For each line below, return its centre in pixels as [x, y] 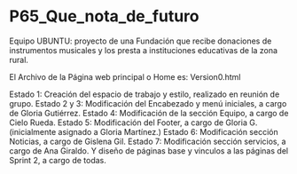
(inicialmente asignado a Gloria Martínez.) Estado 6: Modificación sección [144, 131]
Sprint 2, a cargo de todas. [58, 160]
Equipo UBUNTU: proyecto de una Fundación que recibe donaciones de [141, 41]
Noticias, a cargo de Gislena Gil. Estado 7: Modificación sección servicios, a [148, 141]
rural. [19, 59]
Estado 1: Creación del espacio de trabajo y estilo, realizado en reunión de [145, 94]
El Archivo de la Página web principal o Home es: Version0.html [125, 76]
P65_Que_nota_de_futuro [104, 16]
